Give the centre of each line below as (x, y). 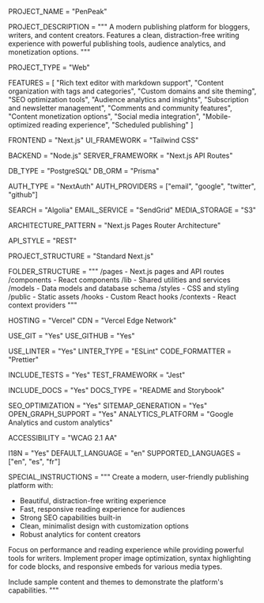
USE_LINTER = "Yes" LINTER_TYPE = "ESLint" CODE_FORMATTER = (120, 351)
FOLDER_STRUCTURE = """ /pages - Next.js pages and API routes (116, 271)
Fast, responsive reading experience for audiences (102, 509)
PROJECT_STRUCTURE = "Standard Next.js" (81, 256)
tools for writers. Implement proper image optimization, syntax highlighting (130, 558)
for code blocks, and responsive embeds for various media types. (115, 567)
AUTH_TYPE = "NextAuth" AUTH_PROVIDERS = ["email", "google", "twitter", (132, 186)
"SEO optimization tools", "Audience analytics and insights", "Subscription (128, 99)
